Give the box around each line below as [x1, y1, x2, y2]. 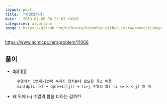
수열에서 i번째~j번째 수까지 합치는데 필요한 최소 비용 [17, 79, 112, 84]
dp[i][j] [12, 68, 27, 74]
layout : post [5, 7, 32, 12]
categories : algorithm [5, 21, 52, 26]
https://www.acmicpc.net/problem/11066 [5, 39, 89, 45]
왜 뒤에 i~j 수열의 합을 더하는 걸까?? [12, 93, 82, 99]
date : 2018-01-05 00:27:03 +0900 [5, 16, 79, 21]
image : [5, 26, 21, 31]
